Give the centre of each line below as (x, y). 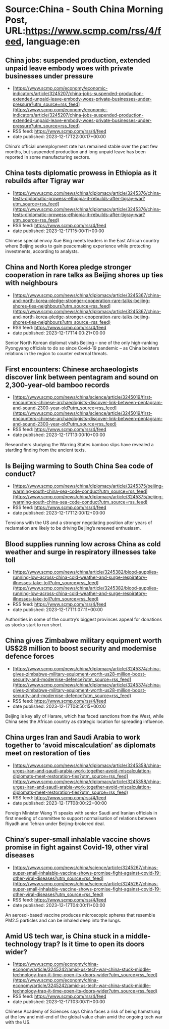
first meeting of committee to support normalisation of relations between (81, 818)
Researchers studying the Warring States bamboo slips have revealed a (79, 445)
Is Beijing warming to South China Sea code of (79, 466)
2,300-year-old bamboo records (58, 385)
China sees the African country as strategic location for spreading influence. (85, 721)
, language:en (51, 42)
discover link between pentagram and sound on (82, 377)
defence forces (30, 656)
